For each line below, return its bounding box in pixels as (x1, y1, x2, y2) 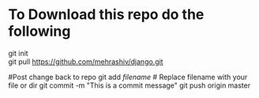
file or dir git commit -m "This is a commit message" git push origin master (8, 81, 251, 90)
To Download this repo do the (8, 6, 205, 24)
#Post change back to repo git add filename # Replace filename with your (8, 72, 248, 81)
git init (8, 48, 29, 58)
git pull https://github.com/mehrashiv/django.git (8, 57, 163, 66)
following (8, 22, 71, 40)
